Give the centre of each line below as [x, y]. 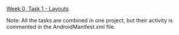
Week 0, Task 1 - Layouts [38, 9]
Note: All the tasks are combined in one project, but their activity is [89, 20]
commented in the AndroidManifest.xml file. [61, 27]
